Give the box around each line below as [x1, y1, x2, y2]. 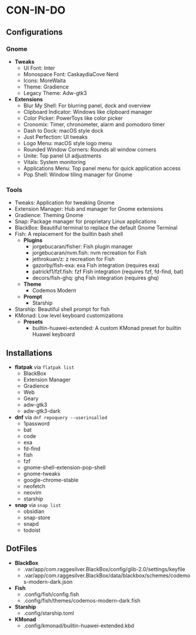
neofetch [23, 482, 46, 490]
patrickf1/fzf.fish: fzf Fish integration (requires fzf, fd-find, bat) [32, 268, 184, 275]
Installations [6, 348, 53, 358]
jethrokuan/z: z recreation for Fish [32, 256, 115, 263]
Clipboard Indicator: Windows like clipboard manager [23, 108, 153, 115]
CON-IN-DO [6, 4, 66, 17]
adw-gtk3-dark [23, 407, 61, 414]
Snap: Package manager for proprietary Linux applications [14, 218, 157, 225]
